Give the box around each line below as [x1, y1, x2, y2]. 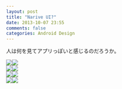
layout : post [6, 8, 38, 15]
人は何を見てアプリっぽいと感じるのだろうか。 [6, 48, 120, 55]
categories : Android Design [6, 31, 75, 37]
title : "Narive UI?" [6, 14, 57, 20]
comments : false [6, 25, 46, 31]
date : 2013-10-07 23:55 [6, 19, 65, 25]
